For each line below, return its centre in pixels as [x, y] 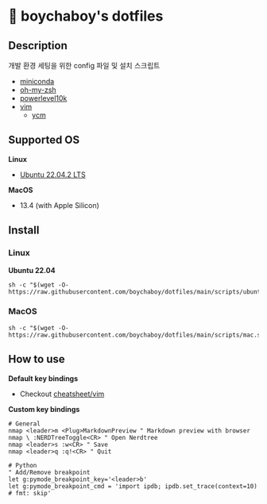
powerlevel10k [43, 98]
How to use [37, 359]
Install [24, 231]
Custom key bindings [44, 409]
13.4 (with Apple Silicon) [59, 205]
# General [25, 424]
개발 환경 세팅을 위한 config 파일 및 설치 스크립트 [84, 65]
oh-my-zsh [38, 90]
